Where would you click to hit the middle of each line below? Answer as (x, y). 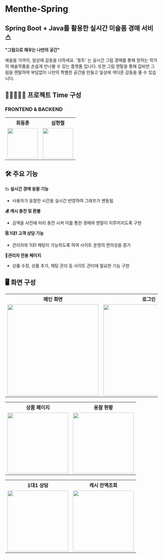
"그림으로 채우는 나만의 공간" (32, 50)
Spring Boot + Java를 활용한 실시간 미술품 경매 (73, 28)
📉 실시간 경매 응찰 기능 (27, 189)
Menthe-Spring (37, 9)
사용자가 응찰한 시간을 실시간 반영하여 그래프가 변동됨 (63, 200)
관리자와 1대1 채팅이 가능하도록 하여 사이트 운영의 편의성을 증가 (71, 245)
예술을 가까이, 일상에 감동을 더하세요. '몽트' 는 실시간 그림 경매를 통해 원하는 (77, 60)
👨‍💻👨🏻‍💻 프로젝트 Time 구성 (43, 95)
